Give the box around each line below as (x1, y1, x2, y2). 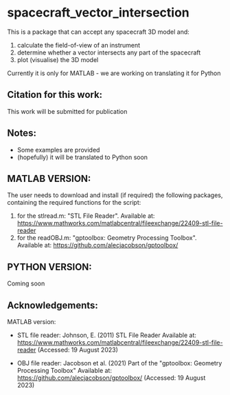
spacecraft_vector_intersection (7, 5, 190, 21)
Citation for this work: (7, 89, 103, 101)
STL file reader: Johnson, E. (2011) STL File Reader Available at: (16, 331, 197, 339)
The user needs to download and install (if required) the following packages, (7, 191, 223, 199)
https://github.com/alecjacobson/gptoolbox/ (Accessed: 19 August (16, 374, 206, 382)
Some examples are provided (16, 145, 100, 154)
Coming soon (7, 279, 45, 287)
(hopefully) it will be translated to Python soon (16, 153, 148, 161)
